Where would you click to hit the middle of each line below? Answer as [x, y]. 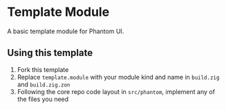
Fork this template [43, 69]
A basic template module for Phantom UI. [66, 31]
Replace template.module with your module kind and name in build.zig [118, 77]
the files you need [43, 99]
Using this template [50, 53]
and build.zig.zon [44, 84]
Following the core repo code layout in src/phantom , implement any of [116, 91]
